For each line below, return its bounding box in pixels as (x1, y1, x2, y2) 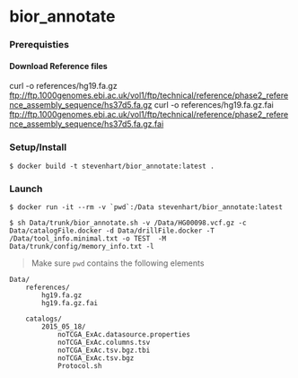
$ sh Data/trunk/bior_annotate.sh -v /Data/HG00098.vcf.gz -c (9, 218, 247, 227)
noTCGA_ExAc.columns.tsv (57, 338, 151, 347)
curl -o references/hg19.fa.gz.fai (153, 100, 274, 110)
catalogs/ (25, 314, 63, 323)
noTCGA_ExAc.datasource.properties (57, 330, 191, 338)
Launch (9, 182, 43, 195)
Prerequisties (9, 39, 70, 51)
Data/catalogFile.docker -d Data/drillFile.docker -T (9, 226, 215, 235)
